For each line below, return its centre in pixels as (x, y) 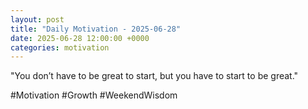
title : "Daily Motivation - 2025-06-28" (96, 29)
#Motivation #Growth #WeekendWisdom (94, 95)
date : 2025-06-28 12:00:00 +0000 (80, 38)
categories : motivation (60, 47)
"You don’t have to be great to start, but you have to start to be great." (154, 76)
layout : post (37, 19)
